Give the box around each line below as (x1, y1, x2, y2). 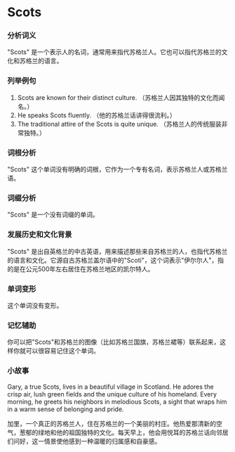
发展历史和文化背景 (7, 230, 72, 240)
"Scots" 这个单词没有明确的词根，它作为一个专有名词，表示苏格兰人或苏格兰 (7, 165, 228, 174)
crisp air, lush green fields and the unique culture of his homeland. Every (7, 389, 217, 398)
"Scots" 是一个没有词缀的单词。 (7, 210, 100, 219)
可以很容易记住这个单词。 (25, 347, 100, 355)
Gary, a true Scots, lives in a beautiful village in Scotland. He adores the (7, 382, 214, 391)
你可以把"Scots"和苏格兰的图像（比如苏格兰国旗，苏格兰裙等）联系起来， (7, 338, 220, 347)
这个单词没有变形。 (7, 301, 63, 309)
